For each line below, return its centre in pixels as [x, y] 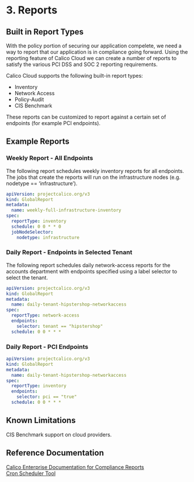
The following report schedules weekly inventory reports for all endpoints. [95, 171]
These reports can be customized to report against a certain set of [86, 117]
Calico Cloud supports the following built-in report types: [75, 76]
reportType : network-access [46, 315]
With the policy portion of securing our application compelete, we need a [94, 46]
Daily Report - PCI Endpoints [47, 346]
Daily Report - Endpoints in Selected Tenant [69, 252]
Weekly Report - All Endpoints [50, 158]
